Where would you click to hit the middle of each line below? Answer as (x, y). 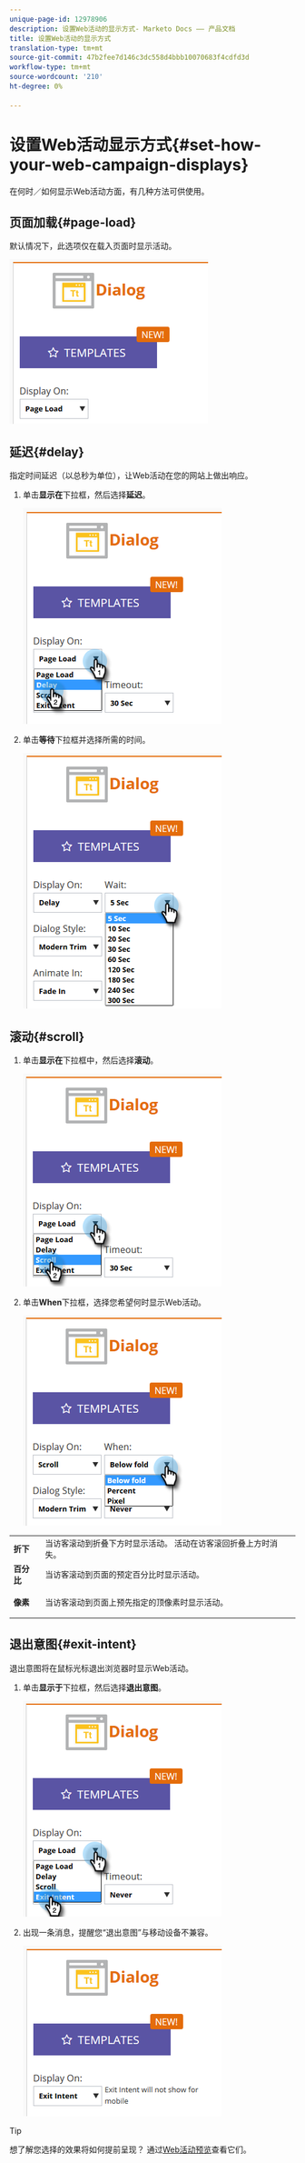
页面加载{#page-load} (73, 222)
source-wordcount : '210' (56, 77)
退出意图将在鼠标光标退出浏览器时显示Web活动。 (101, 1667)
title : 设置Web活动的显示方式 (60, 38)
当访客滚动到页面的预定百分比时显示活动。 (124, 1574)
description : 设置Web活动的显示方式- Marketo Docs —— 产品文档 (123, 29)
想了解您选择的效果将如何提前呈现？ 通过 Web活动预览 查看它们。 (130, 2149)
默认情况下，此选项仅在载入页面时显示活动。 (93, 246)
